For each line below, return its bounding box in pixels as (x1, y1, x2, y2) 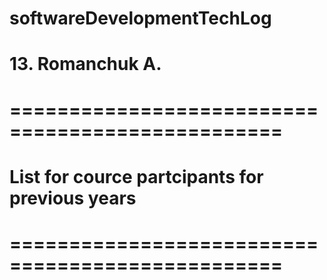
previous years (9, 187, 137, 209)
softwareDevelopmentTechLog (9, 7, 272, 30)
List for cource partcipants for (9, 165, 264, 188)
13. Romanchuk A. (9, 53, 162, 76)
